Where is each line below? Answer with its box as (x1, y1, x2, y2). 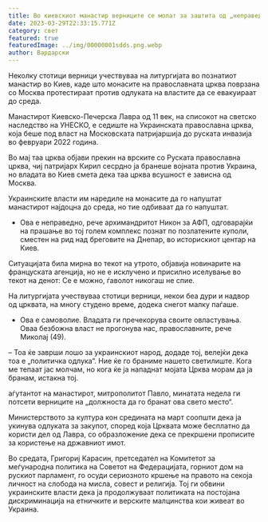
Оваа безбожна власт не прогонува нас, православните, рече (19, 324, 232, 333)
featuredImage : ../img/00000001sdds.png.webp (8, 42, 162, 50)
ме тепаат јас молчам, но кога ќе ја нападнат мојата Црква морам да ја (8, 365, 253, 374)
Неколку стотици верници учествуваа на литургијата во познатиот (8, 71, 237, 80)
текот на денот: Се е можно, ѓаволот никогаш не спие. (8, 276, 195, 285)
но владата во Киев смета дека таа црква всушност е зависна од (8, 169, 231, 179)
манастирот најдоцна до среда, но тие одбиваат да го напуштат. (8, 202, 229, 212)
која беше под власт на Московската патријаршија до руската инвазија (8, 129, 253, 138)
